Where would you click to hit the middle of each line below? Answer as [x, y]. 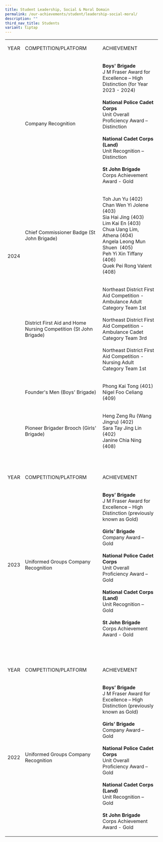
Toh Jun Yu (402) [123, 199]
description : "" [21, 18]
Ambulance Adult [122, 302]
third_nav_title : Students [32, 23]
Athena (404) [118, 235]
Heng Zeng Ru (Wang [127, 416]
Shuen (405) [118, 247]
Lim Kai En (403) [122, 223]
